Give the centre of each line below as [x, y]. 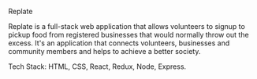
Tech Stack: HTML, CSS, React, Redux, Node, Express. [97, 66]
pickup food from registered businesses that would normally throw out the [129, 35]
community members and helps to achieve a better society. [104, 51]
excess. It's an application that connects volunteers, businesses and [119, 43]
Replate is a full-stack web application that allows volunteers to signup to [127, 26]
